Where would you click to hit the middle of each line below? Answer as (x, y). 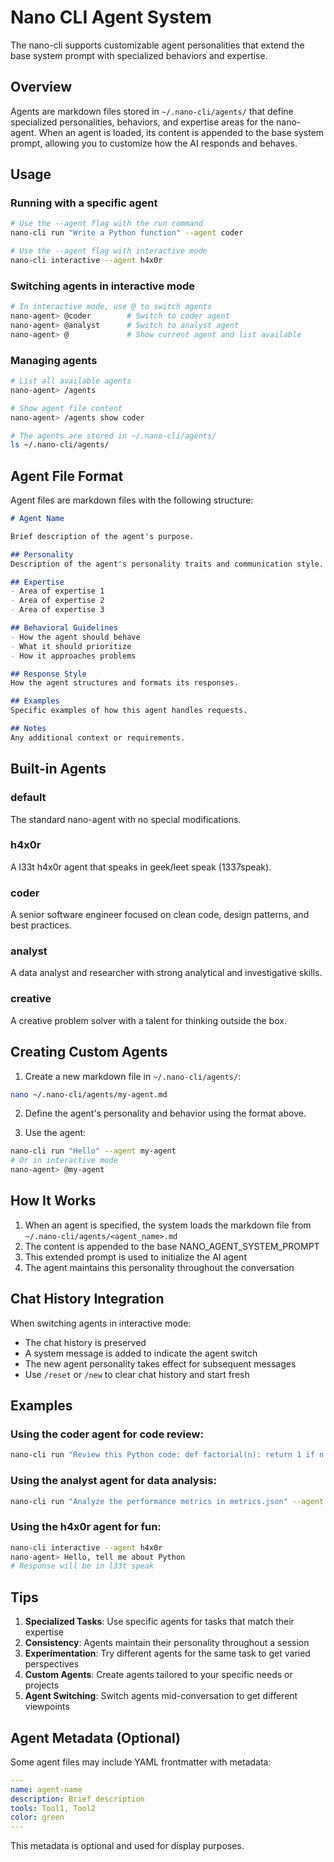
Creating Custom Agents (89, 1052)
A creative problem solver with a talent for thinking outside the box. (148, 1020)
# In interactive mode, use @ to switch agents (111, 307)
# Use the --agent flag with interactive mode (109, 251)
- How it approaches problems (73, 656)
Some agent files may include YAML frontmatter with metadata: (141, 1762)
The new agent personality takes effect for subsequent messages (160, 1363)
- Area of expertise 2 (57, 601)
